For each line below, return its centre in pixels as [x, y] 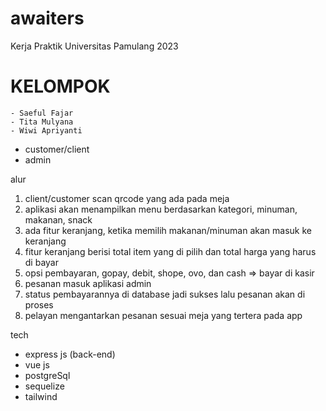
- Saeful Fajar [42, 113]
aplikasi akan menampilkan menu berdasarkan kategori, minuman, [161, 209]
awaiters [47, 18]
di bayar [41, 262]
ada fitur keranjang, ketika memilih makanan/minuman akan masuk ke [168, 230]
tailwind [41, 396]
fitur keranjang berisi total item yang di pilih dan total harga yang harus [170, 251]
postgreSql [47, 375]
